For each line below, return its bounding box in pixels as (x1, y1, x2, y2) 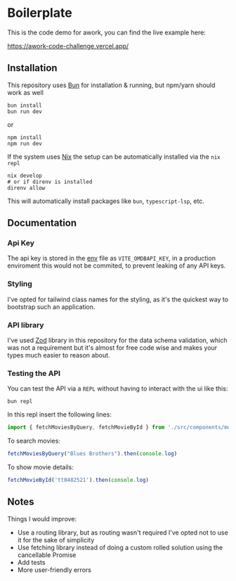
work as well (7, 88, 44, 96)
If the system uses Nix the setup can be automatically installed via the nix (7, 152, 221, 161)
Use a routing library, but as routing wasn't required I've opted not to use (17, 528, 228, 537)
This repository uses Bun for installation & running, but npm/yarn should (7, 81, 216, 89)
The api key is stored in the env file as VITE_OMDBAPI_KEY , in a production (7, 254, 216, 263)
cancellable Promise (17, 550, 77, 559)
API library (7, 320, 44, 329)
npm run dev (7, 140, 42, 147)
